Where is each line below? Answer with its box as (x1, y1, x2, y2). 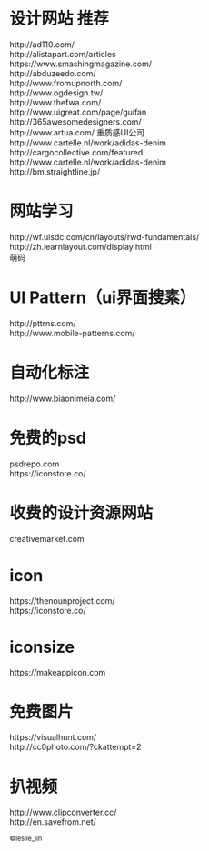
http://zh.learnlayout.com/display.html (9, 241, 152, 252)
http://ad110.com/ (9, 38, 75, 50)
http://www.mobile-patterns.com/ (9, 327, 135, 338)
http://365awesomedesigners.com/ (9, 115, 143, 127)
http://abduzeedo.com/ (9, 67, 96, 78)
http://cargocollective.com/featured (9, 146, 144, 157)
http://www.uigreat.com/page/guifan (9, 106, 147, 117)
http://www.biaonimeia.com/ (9, 393, 116, 404)
